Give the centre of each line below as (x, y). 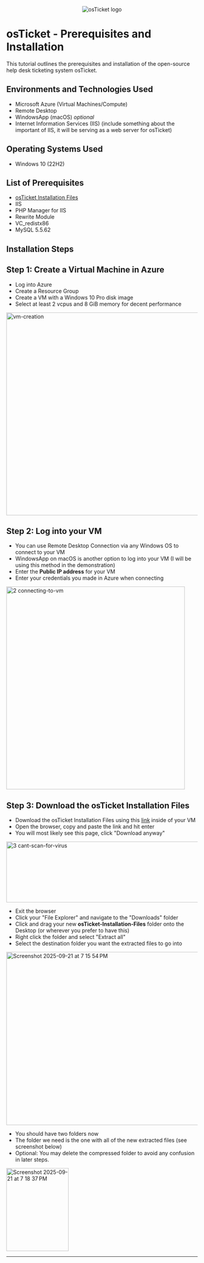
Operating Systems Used (55, 149)
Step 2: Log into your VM (54, 531)
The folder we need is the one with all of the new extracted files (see (101, 1140)
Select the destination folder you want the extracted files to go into (98, 943)
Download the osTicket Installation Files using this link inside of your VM (105, 820)
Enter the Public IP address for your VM (65, 572)
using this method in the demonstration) (65, 565)
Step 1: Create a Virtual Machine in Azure (86, 270)
